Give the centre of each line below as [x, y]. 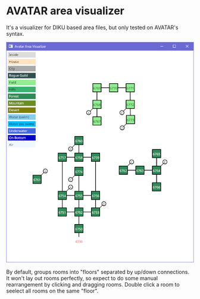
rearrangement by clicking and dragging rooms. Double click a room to [93, 285]
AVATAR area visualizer [65, 11]
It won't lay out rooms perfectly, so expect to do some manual [82, 278]
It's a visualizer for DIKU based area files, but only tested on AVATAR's [92, 27]
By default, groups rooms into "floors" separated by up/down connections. [98, 272]
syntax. [15, 33]
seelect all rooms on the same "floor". [52, 291]
